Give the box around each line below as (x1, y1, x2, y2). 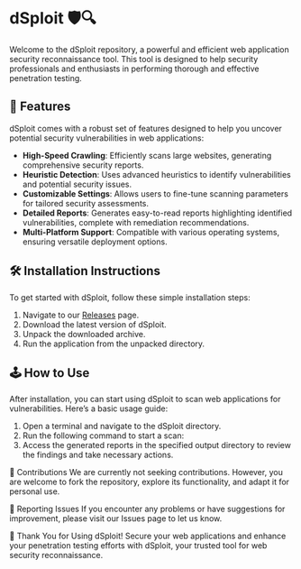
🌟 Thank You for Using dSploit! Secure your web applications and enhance (9, 530, 287, 542)
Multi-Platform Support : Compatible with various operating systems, (22, 226, 280, 237)
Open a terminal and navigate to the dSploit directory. (22, 421, 222, 432)
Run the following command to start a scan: (22, 430, 185, 441)
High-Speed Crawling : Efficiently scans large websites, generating (22, 150, 272, 161)
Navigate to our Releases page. (22, 309, 140, 320)
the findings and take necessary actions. (22, 449, 174, 461)
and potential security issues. (22, 179, 132, 189)
